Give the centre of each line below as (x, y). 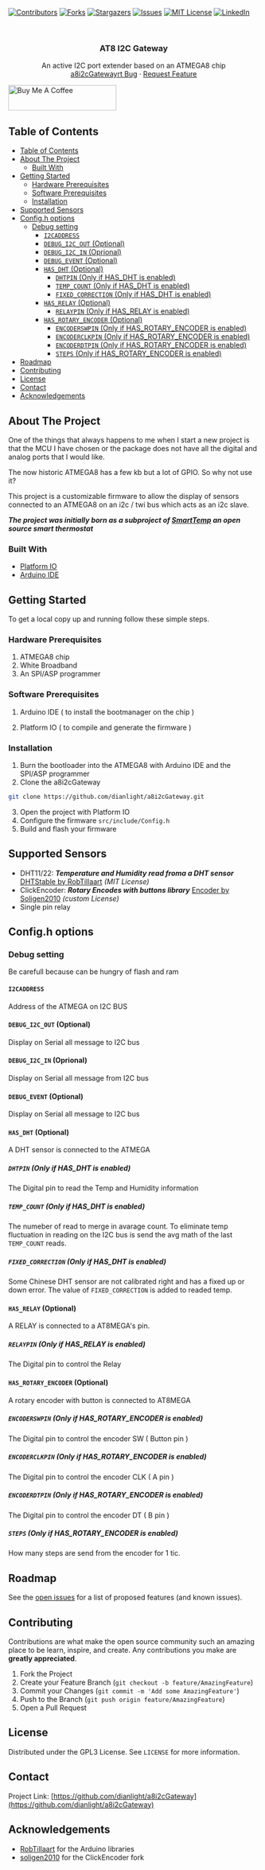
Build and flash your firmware (68, 828)
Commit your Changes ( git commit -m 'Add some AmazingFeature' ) (130, 1691)
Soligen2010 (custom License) (69, 898)
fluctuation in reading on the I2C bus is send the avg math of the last (121, 1235)
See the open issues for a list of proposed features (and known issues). (125, 1597)
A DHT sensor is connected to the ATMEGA (79, 1150)
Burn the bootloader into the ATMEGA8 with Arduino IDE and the (125, 765)
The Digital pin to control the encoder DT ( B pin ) (89, 1515)
